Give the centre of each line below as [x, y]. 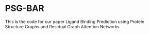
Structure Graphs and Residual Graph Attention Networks [62, 26]
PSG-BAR [25, 8]
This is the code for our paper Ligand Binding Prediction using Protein [75, 22]
